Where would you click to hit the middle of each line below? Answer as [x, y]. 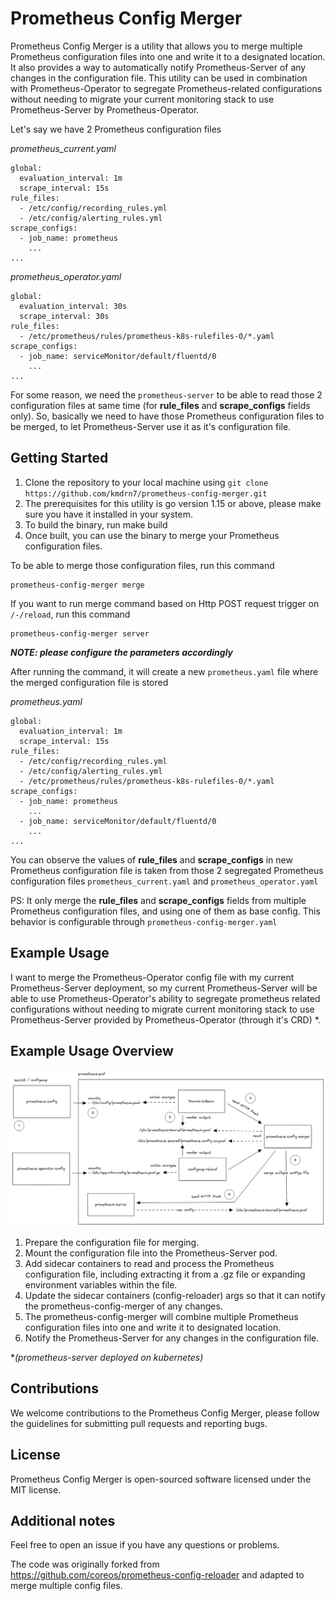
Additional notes [63, 1520]
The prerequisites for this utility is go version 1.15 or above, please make [173, 503]
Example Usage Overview [92, 1050]
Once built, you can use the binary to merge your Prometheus [152, 535]
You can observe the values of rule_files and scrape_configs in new [151, 859]
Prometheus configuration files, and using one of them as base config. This [165, 911]
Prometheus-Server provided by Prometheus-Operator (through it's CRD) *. [165, 1019]
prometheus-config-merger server [80, 633]
